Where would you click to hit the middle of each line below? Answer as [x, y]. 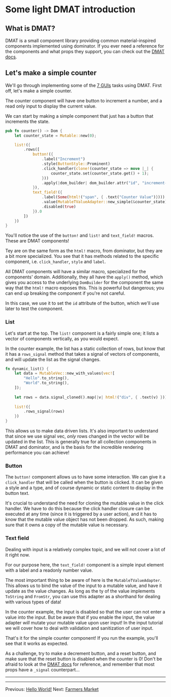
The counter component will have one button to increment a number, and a [84, 100]
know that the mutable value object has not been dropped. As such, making [84, 519]
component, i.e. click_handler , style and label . [55, 262]
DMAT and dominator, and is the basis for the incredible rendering [74, 447]
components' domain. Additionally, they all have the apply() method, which [84, 277]
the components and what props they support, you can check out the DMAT [85, 51]
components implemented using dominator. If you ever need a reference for [85, 46]
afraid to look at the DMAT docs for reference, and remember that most [80, 664]
